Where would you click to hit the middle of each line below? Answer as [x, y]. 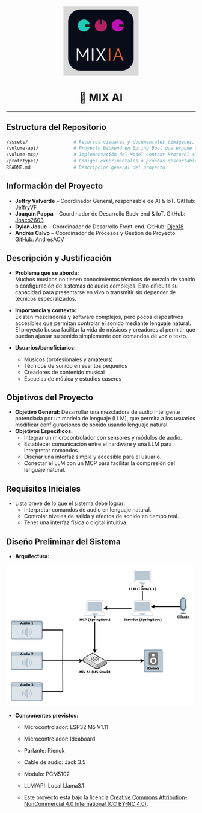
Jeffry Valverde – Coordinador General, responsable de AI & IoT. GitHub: [105, 201]
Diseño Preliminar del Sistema [64, 541]
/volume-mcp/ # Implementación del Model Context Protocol [98, 155]
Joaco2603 [29, 220]
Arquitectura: [32, 556]
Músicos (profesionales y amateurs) [68, 359]
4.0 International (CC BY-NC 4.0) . [107, 804]
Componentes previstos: [47, 716]
